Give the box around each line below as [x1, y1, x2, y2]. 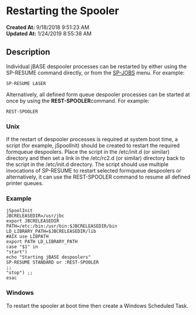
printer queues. [6, 180, 44, 187]
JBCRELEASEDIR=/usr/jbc [6, 213, 65, 219]
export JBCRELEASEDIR [6, 218, 60, 224]
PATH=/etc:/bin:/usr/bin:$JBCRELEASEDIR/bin [6, 223, 117, 229]
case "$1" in [6, 244, 38, 250]
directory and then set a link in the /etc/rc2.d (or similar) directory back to [6, 155, 185, 162]
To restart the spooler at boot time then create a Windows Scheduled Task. [6, 302, 189, 309]
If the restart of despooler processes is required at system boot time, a [6, 136, 178, 143]
